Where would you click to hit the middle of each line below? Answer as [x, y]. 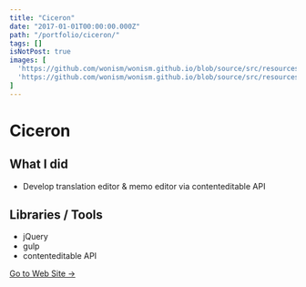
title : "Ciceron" [42, 18]
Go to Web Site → [42, 273]
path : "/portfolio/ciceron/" [65, 35]
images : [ [28, 60]
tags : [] [26, 43]
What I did [39, 164]
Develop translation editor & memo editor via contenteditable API [144, 186]
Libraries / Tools [56, 215]
